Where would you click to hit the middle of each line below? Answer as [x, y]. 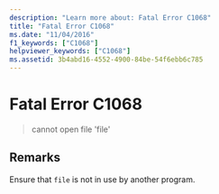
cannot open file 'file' [71, 129]
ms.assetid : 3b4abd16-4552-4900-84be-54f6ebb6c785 [106, 60]
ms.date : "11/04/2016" [52, 34]
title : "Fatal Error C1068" [62, 26]
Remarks [35, 157]
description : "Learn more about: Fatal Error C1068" [110, 18]
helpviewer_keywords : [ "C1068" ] [70, 51]
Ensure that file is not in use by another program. [102, 179]
